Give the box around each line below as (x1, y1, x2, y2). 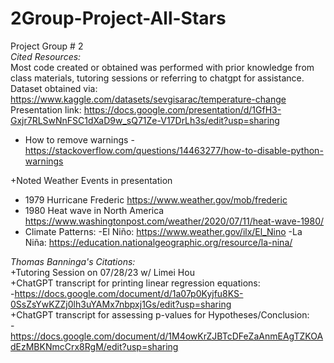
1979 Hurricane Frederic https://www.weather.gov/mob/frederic (24, 193, 288, 206)
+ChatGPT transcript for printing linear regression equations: (10, 277, 261, 289)
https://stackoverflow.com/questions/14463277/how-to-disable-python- (24, 144, 324, 156)
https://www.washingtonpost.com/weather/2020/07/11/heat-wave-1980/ (24, 215, 325, 227)
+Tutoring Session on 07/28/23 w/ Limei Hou (10, 266, 195, 278)
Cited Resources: (10, 50, 82, 62)
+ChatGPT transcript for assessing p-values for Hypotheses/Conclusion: (10, 308, 310, 321)
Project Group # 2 (10, 40, 84, 52)
